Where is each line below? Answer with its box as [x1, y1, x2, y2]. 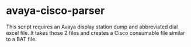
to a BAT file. [6, 35, 37, 42]
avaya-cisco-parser [6, 4, 105, 17]
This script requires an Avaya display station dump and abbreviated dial [6, 23, 178, 30]
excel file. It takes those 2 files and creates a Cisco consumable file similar [6, 29, 185, 36]
